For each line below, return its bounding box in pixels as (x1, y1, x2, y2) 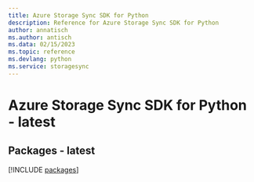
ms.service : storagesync (8, 63, 89, 71)
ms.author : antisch (8, 33, 72, 42)
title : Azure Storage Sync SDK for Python (8, 11, 149, 20)
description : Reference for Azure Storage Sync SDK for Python (8, 19, 220, 27)
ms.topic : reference (8, 48, 76, 56)
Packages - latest (8, 144, 96, 158)
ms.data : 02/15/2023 (8, 41, 76, 49)
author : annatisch (8, 26, 68, 34)
